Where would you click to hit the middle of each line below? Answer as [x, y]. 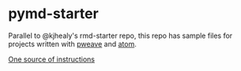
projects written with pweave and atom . [72, 43]
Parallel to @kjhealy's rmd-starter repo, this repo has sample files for [120, 35]
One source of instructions [51, 59]
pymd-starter [53, 14]
